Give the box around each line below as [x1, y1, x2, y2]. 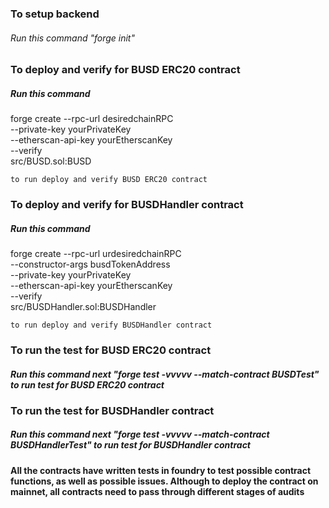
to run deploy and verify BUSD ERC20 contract [10, 175, 208, 185]
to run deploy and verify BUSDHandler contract [10, 320, 213, 330]
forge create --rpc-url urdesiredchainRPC [10, 247, 182, 259]
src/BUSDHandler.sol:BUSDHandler [10, 300, 157, 312]
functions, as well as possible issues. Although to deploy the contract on [10, 475, 319, 487]
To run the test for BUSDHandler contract [10, 403, 215, 417]
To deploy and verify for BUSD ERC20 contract [10, 63, 241, 77]
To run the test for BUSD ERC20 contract [10, 343, 212, 357]
